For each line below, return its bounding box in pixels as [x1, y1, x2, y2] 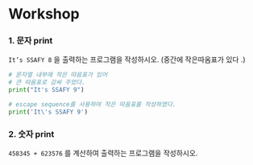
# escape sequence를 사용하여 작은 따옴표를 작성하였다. [8, 101, 176, 109]
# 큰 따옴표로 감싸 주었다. [8, 78, 86, 87]
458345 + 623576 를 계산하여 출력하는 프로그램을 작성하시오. [8, 148, 198, 158]
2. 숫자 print [8, 128, 55, 139]
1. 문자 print [8, 35, 53, 47]
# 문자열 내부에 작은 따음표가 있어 [8, 71, 108, 79]
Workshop [8, 5, 80, 23]
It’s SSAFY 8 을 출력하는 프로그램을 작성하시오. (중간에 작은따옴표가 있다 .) [8, 55, 246, 64]
